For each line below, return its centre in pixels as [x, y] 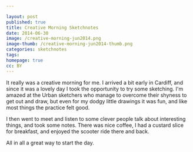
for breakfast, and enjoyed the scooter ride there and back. [78, 131]
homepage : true [25, 60]
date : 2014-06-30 [27, 33]
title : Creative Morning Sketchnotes [52, 28]
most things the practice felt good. [48, 107]
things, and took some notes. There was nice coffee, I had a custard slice [95, 125]
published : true [26, 22]
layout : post [22, 16]
